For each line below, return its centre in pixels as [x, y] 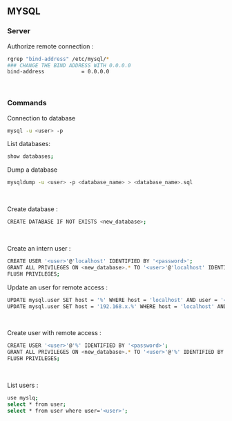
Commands [27, 103]
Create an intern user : [39, 249]
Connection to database [41, 118]
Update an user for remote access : [58, 287]
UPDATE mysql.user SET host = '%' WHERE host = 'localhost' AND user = [112, 300]
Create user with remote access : [54, 333]
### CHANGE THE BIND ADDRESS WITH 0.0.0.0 [69, 65]
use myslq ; [23, 398]
